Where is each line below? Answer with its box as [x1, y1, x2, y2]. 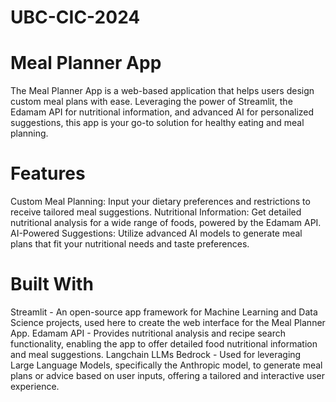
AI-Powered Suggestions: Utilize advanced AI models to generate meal [10, 227, 303, 240]
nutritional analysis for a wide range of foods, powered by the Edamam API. [10, 217, 322, 229]
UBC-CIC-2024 [10, 6, 141, 29]
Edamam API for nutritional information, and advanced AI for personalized [10, 106, 315, 118]
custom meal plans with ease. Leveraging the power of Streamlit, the [10, 96, 293, 108]
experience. [10, 381, 60, 392]
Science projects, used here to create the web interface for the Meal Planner [10, 317, 326, 328]
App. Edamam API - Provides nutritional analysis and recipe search [10, 327, 286, 339]
